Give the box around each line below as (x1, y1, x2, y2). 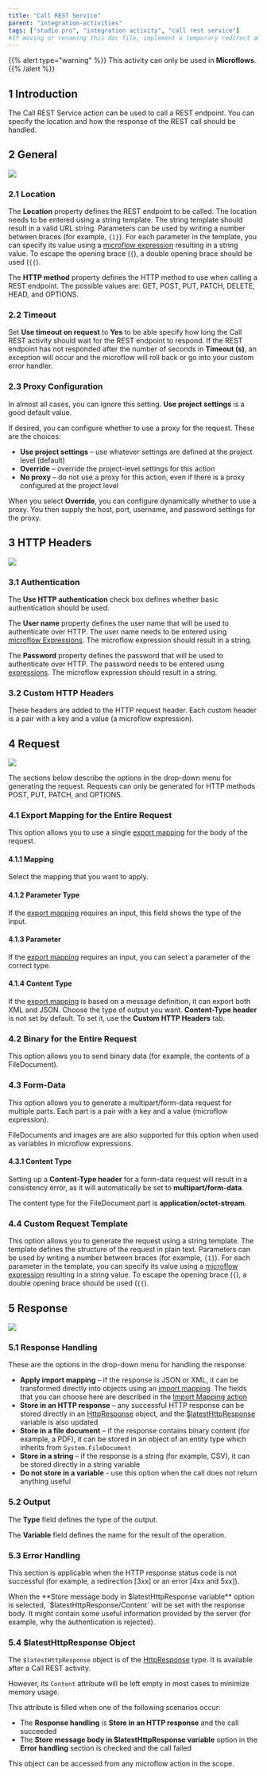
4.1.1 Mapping (8, 854, 54, 863)
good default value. (8, 407, 72, 417)
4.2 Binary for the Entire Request (8, 1033, 137, 1045)
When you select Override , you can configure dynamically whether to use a (8, 496, 257, 506)
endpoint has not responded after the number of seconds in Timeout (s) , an (8, 344, 257, 354)
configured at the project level (19, 480, 119, 490)
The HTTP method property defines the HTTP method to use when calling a (8, 273, 258, 282)
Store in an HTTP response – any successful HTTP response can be (19, 1401, 245, 1410)
